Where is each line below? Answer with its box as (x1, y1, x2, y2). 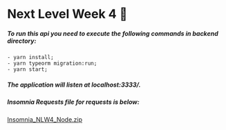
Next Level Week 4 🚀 (7, 6, 128, 22)
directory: (7, 36, 37, 45)
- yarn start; (7, 66, 48, 73)
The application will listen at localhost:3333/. (7, 80, 141, 89)
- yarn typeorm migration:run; (7, 60, 97, 67)
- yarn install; (7, 54, 54, 61)
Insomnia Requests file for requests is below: (7, 98, 140, 106)
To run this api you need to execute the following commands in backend (7, 29, 219, 37)
